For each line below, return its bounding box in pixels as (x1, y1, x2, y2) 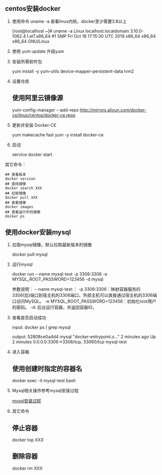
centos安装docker (5, 4, 61, 13)
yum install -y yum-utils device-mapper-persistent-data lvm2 (12, 68, 134, 74)
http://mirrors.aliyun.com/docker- (79, 107, 147, 113)
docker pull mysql (12, 251, 48, 258)
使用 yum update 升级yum (12, 48, 64, 54)
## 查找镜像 (5, 181, 27, 186)
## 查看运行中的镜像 (5, 210, 41, 215)
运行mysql (12, 261, 33, 267)
